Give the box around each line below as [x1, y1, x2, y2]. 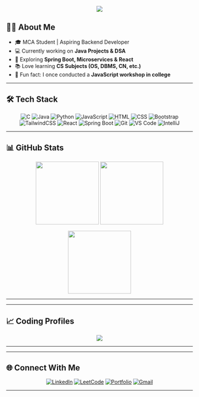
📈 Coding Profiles [6, 316, 75, 326]
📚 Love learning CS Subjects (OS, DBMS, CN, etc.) [14, 62, 141, 69]
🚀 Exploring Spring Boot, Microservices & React [14, 56, 134, 63]
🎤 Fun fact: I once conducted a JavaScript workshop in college [14, 71, 171, 78]
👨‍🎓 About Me [6, 22, 56, 33]
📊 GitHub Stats [6, 143, 64, 153]
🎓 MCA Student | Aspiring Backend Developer [14, 38, 130, 46]
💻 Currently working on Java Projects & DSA [14, 47, 126, 54]
